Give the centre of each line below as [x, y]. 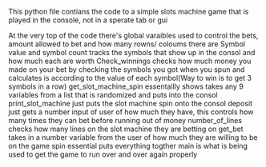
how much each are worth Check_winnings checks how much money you [130, 61]
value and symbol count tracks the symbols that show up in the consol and [132, 52]
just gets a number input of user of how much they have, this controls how [131, 112]
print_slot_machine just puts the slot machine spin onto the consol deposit [131, 103]
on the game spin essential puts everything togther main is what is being [128, 146]
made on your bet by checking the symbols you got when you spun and [127, 70]
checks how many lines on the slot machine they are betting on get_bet [126, 129]
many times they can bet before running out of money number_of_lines [125, 120]
